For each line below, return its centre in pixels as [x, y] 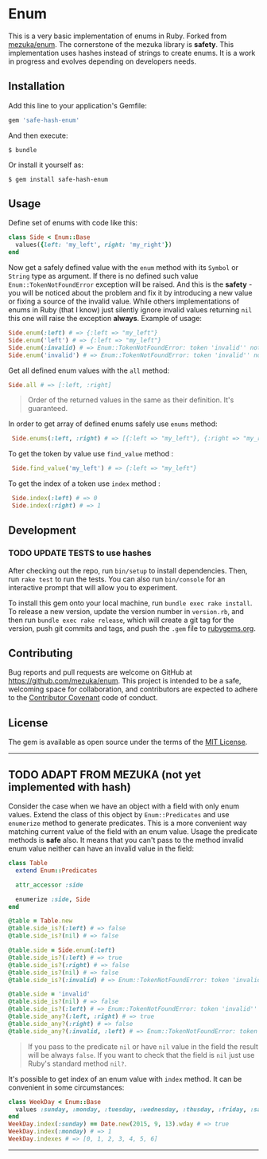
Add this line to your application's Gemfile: [77, 105]
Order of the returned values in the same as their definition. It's [131, 400]
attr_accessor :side [49, 885]
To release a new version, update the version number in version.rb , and [126, 611]
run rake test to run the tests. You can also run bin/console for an [117, 579]
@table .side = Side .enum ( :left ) [62, 950]
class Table [28, 863]
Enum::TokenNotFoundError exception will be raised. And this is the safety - [130, 284]
